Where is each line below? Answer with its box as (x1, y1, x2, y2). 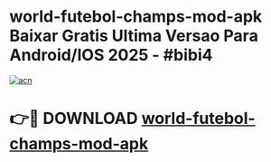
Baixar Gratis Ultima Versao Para (9, 25, 259, 46)
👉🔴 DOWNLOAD (9, 109, 138, 129)
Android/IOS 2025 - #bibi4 (9, 45, 213, 65)
